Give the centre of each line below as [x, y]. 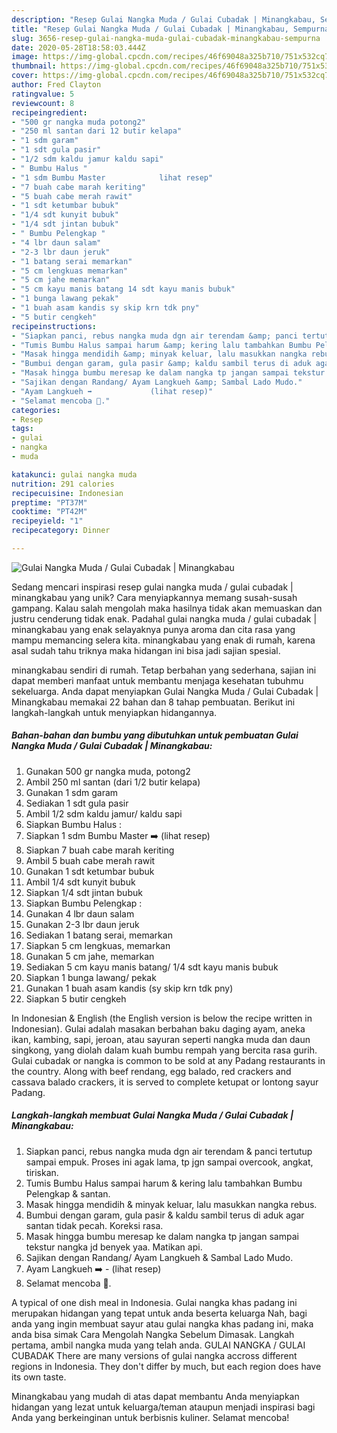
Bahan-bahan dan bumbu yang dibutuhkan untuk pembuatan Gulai [155, 735]
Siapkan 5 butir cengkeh [76, 998]
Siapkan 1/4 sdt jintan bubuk [84, 892]
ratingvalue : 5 [43, 94]
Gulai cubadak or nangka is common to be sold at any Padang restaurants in [168, 1060]
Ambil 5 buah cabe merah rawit [90, 860]
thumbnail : [34, 66]
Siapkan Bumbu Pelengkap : [84, 903]
